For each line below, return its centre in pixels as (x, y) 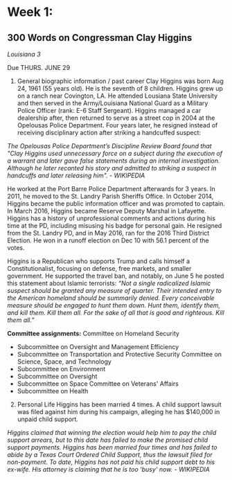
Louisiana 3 (24, 54)
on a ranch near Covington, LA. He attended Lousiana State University (117, 96)
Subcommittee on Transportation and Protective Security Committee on (119, 354)
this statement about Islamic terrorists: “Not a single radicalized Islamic (109, 283)
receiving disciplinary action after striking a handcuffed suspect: (109, 133)
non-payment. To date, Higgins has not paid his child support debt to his (111, 462)
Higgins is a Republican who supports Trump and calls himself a (99, 261)
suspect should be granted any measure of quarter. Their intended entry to (114, 291)
